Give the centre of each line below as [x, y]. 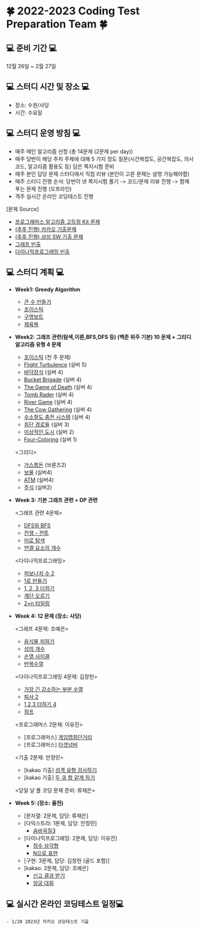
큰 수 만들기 [37, 302]
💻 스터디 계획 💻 [35, 273]
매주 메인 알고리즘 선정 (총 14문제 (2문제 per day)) [74, 151]
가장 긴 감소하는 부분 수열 [54, 689]
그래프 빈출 [28, 244]
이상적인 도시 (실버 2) [49, 432]
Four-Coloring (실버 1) [50, 440]
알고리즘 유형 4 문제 [38, 345]
